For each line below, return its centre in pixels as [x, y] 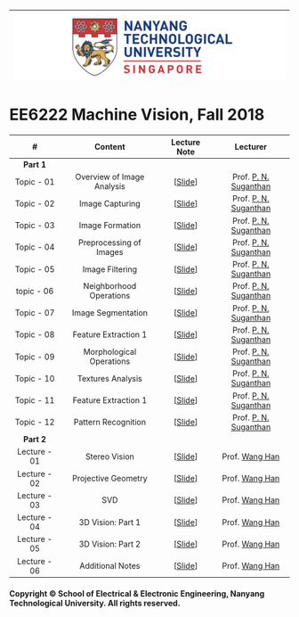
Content [110, 147]
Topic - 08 [35, 334]
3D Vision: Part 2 [109, 544]
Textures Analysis [109, 378]
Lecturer [251, 147]
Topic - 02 [35, 203]
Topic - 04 [35, 247]
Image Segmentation [110, 313]
